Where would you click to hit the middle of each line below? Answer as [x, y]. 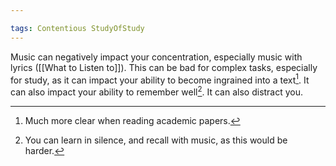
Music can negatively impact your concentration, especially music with [156, 57]
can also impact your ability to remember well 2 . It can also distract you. [157, 91]
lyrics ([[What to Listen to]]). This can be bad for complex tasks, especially [164, 67]
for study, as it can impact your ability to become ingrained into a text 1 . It [160, 79]
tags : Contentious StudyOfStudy [77, 28]
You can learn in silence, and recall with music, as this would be [156, 140]
